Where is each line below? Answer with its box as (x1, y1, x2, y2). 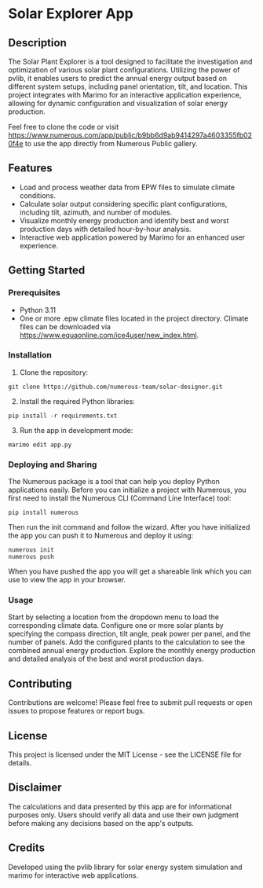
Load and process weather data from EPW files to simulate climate (19, 182, 236, 192)
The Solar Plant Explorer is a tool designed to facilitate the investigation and (8, 57, 253, 66)
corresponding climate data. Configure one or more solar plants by (8, 621, 224, 630)
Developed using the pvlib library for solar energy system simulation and (8, 862, 243, 871)
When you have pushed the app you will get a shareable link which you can (8, 567, 252, 576)
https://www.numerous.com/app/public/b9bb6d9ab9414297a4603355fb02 (8, 130, 253, 140)
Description (8, 36, 67, 50)
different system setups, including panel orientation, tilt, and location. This (8, 82, 248, 91)
